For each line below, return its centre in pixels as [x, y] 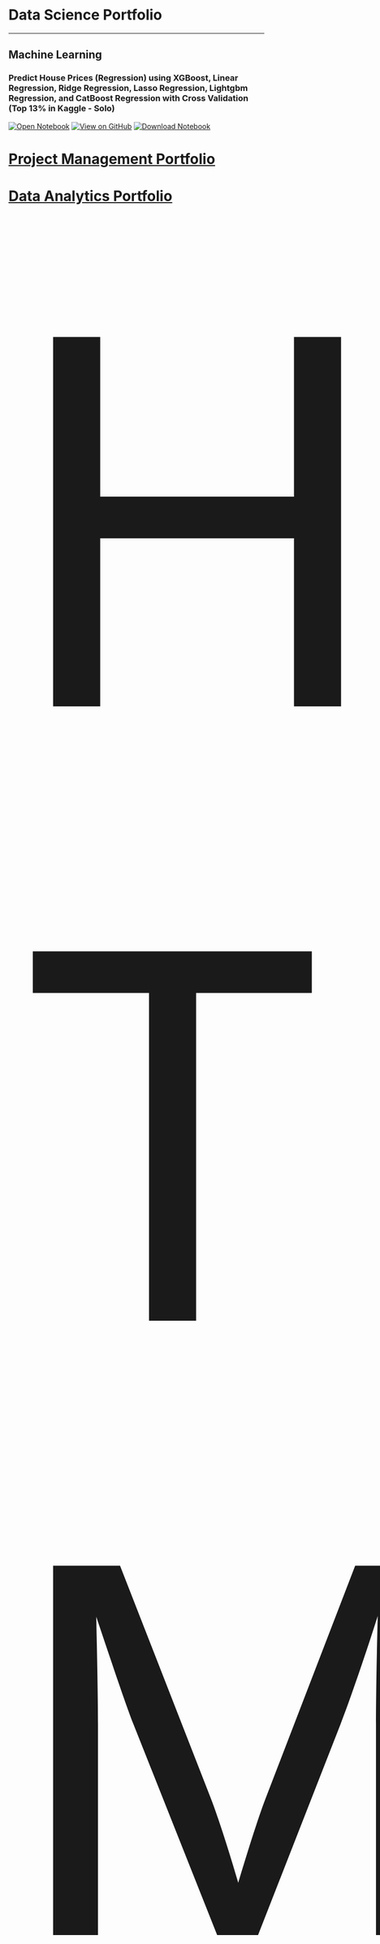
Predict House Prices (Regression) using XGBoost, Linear [123, 78]
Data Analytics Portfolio [91, 196]
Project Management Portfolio [112, 159]
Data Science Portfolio [85, 15]
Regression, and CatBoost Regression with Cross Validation [129, 98]
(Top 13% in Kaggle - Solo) [62, 109]
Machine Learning [56, 55]
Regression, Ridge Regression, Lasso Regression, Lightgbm [128, 89]
